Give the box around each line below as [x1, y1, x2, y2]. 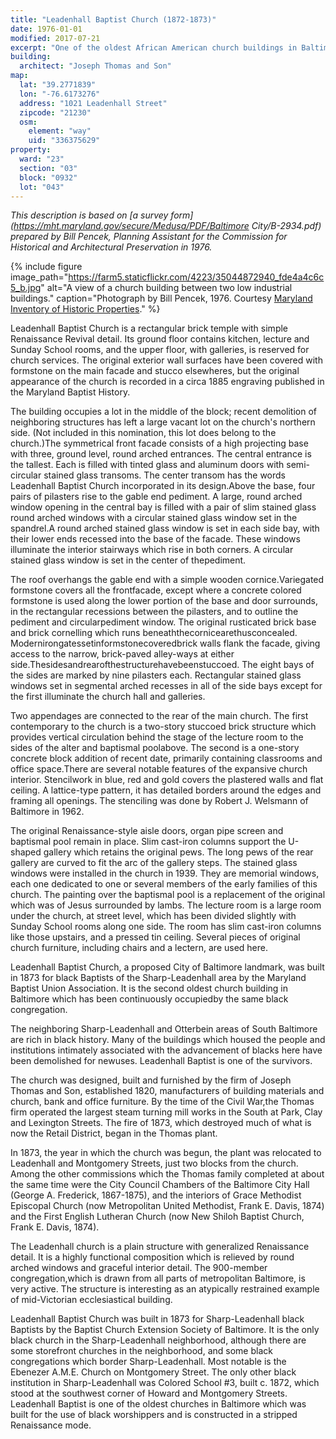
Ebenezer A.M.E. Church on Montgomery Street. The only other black [10, 1366, 297, 1378]
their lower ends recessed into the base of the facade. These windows [10, 533, 301, 545]
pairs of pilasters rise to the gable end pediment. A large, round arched [10, 491, 303, 503]
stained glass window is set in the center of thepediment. [10, 554, 247, 566]
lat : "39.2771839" [19, 80, 97, 90]
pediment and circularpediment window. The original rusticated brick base [10, 616, 317, 628]
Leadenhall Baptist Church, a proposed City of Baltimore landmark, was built [10, 961, 325, 973]
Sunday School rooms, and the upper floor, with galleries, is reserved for [10, 344, 310, 356]
